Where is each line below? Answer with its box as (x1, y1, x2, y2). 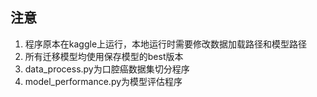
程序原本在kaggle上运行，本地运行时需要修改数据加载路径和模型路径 (24, 38, 308, 50)
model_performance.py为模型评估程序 (24, 75, 183, 87)
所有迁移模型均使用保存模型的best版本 (24, 50, 184, 62)
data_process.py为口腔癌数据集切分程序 (24, 63, 190, 75)
